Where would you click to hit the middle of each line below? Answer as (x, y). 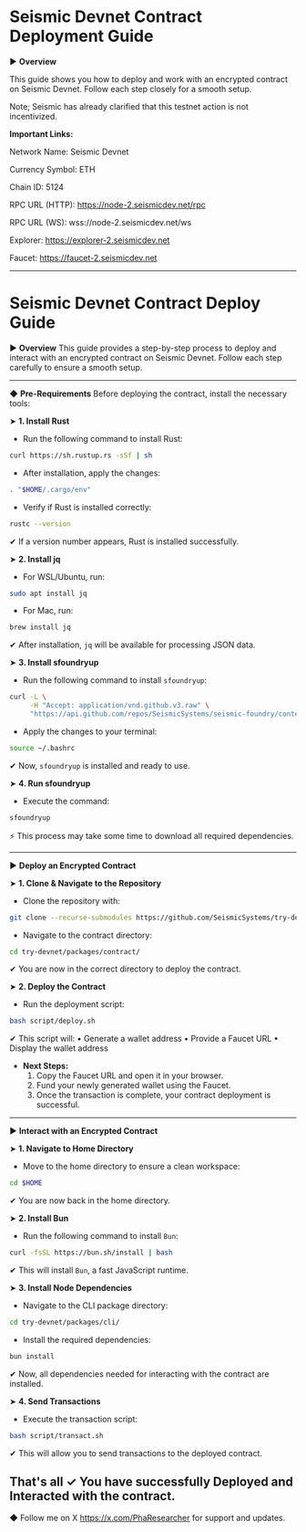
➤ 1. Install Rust (40, 421)
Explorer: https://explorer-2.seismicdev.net (90, 240)
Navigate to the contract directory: (87, 935)
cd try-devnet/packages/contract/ (75, 951)
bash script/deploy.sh (52, 1021)
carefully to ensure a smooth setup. (76, 367)
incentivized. (33, 116)
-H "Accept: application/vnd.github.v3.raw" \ (119, 706)
